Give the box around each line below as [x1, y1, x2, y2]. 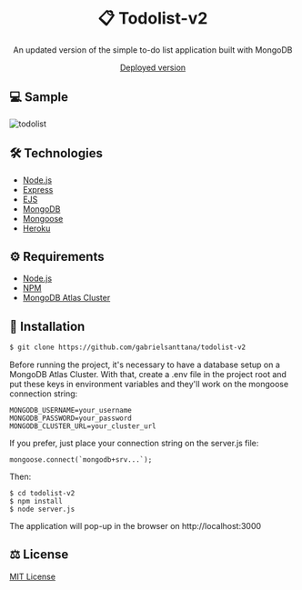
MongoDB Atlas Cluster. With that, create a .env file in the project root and [9, 369, 287, 380]
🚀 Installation [9, 318, 86, 334]
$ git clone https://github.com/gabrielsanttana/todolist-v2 [9, 343, 247, 352]
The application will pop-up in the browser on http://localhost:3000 [9, 521, 262, 532]
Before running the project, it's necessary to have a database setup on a [9, 359, 280, 370]
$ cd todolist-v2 [9, 489, 75, 498]
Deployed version [119, 62, 186, 73]
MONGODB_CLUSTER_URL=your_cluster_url [9, 422, 156, 431]
